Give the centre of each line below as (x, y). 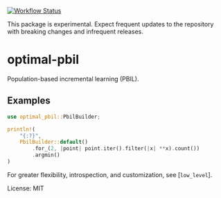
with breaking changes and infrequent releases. (75, 32)
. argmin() (46, 155)
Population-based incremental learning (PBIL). (73, 79)
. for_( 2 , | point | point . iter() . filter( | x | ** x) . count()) (116, 149)
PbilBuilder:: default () (54, 142)
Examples (29, 101)
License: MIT (26, 188)
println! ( (21, 129)
